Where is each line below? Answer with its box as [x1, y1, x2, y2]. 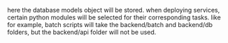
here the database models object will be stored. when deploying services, [7, 6, 220, 14]
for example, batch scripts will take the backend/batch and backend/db [7, 21, 213, 28]
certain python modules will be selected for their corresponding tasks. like [7, 13, 222, 21]
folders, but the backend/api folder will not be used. [7, 28, 157, 36]
